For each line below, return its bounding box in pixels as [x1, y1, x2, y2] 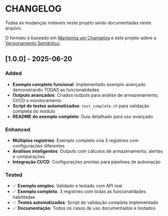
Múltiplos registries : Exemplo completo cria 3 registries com [12, 137, 139, 143]
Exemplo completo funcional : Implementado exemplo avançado [12, 81, 146, 87]
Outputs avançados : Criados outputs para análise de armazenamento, [12, 92, 159, 98]
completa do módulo [12, 108, 56, 114]
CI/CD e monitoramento [12, 97, 62, 103]
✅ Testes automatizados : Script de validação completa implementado [12, 199, 159, 205]
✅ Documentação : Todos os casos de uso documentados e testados [12, 205, 156, 211]
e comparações [12, 153, 45, 159]
